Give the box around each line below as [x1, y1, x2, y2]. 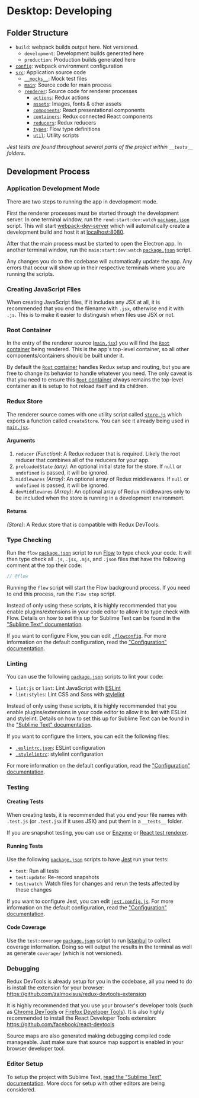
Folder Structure [7, 28, 69, 38]
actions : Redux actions [33, 94, 89, 101]
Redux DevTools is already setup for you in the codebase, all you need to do [7, 978, 192, 985]
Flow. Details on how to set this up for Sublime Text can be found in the [7, 615, 181, 622]
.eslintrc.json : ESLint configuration [15, 744, 105, 752]
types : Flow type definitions [33, 126, 101, 132]
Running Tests [7, 842, 43, 849]
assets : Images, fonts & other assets [33, 100, 122, 107]
